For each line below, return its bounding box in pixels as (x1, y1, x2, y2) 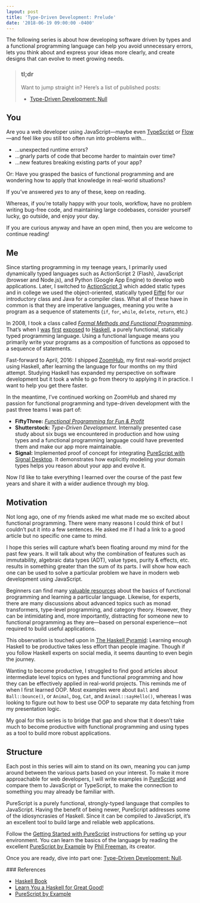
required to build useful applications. (6, 625, 97, 633)
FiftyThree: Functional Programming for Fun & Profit (14, 418, 144, 425)
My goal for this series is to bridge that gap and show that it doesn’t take (6, 717, 184, 724)
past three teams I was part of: (6, 406, 82, 414)
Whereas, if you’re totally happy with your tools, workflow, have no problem (6, 200, 192, 207)
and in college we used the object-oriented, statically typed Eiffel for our (6, 289, 184, 296)
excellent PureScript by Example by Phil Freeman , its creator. (6, 843, 156, 850)
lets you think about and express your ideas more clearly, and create (6, 49, 175, 56)
